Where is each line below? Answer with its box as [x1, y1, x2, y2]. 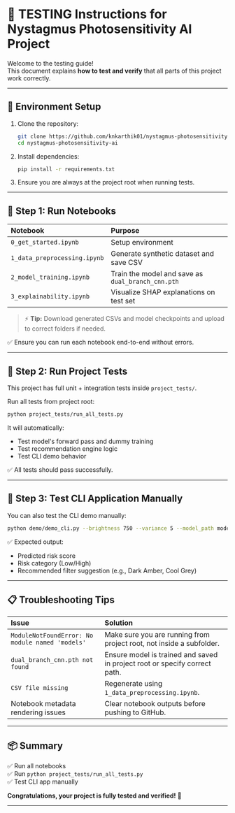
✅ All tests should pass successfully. [7, 465, 113, 474]
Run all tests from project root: [7, 398, 95, 405]
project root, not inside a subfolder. [104, 639, 220, 649]
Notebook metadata [10, 699, 76, 709]
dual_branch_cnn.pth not [10, 656, 94, 664]
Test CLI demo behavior [17, 452, 87, 460]
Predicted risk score [17, 552, 76, 560]
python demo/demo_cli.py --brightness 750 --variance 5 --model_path [7, 524, 215, 532]
